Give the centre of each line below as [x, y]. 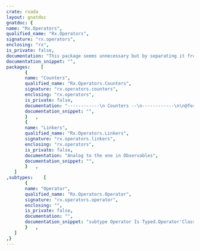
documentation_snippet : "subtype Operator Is [82, 222]
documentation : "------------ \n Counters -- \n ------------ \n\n [105, 106]
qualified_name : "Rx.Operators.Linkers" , [77, 134]
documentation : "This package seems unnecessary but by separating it [96, 56]
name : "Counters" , [47, 78]
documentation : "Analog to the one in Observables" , [92, 155]
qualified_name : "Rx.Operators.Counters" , [78, 84]
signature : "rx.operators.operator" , [71, 200]
